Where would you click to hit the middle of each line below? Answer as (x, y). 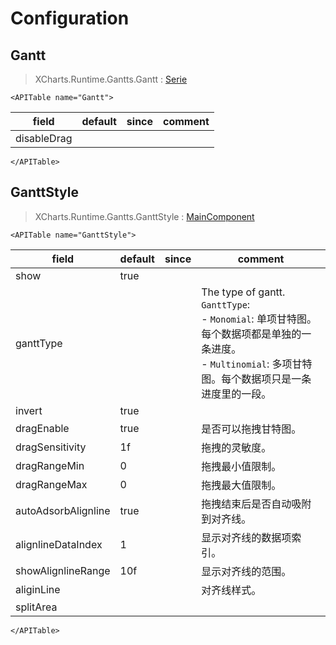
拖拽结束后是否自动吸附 (256, 504)
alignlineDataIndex (59, 544)
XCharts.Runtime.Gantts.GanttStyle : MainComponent (144, 216)
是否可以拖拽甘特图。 (251, 429)
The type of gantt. (243, 292)
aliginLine (38, 589)
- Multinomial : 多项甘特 (257, 364)
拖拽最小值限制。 (241, 466)
